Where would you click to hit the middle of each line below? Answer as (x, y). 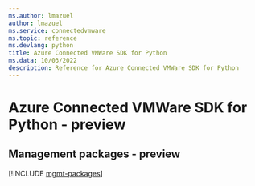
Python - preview (67, 124)
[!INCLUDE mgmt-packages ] (56, 173)
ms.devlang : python (41, 46)
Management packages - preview (95, 154)
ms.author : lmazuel (41, 16)
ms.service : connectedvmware (57, 30)
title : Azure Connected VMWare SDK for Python (88, 53)
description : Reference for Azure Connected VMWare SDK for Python (124, 68)
